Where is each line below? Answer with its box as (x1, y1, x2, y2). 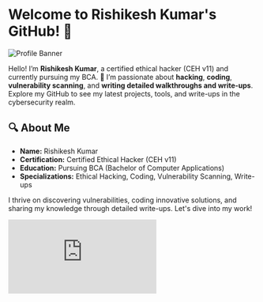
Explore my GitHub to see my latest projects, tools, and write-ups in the (8, 89, 241, 98)
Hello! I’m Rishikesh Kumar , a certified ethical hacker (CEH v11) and (8, 63, 229, 73)
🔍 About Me (8, 121, 70, 135)
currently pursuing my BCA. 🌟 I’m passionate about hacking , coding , (8, 72, 233, 81)
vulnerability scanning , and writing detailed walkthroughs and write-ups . (8, 81, 254, 90)
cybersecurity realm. (8, 97, 76, 107)
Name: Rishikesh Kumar (19, 146, 99, 156)
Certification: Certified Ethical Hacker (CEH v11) (19, 154, 177, 164)
